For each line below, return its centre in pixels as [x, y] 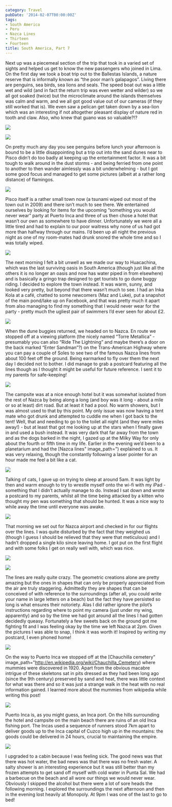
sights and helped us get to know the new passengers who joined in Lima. [84, 68]
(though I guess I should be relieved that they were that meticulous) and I [83, 537]
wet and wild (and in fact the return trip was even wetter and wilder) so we [84, 90]
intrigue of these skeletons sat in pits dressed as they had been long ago [82, 673]
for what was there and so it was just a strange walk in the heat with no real [85, 684]
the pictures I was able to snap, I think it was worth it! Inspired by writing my [85, 632]
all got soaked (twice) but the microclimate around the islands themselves [83, 96]
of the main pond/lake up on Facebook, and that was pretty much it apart [83, 301]
